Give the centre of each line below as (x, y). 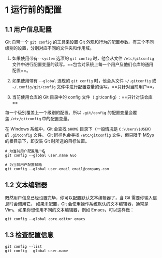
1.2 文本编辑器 (26, 185)
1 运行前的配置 (33, 10)
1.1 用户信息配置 (29, 29)
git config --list (23, 246)
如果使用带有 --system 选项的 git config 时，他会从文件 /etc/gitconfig (83, 58)
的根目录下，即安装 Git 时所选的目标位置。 (47, 141)
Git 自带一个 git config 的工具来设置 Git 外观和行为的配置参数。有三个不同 (80, 42)
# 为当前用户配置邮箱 (23, 165)
